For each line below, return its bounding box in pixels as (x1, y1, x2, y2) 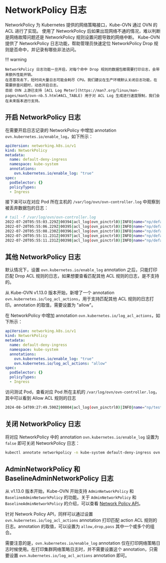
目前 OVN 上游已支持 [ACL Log (5, 88, 62, 93)
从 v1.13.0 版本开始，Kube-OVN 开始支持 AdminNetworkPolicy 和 (5, 488, 134, 494)
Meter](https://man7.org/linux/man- (64, 88, 140, 93)
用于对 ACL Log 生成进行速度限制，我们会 (84, 93, 160, 98)
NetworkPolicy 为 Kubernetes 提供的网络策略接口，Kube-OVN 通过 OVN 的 (5, 22, 158, 28)
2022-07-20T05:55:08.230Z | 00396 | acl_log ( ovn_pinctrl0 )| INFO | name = (5, 229, 145, 234)
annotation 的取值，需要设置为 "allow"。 (13, 302, 96, 308)
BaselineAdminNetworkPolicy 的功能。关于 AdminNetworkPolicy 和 (5, 494, 137, 500)
